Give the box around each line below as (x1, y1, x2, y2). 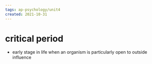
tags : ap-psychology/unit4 (5, 7, 61, 12)
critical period (5, 33, 63, 44)
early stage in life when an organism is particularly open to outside (12, 49, 148, 55)
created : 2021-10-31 (5, 12, 48, 17)
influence (12, 55, 31, 61)
